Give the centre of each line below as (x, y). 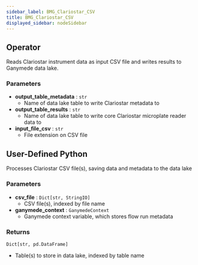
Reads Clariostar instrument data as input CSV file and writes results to (94, 62)
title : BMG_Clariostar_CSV (40, 17)
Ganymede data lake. (32, 68)
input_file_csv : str (39, 129)
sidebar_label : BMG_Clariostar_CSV (51, 12)
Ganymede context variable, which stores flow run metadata (98, 216)
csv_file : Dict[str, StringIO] (52, 197)
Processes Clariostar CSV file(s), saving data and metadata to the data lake (99, 168)
